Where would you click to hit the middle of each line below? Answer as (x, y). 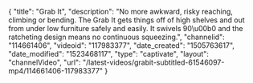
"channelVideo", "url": (45, 62)
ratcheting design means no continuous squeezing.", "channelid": (116, 37)
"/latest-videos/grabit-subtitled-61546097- (154, 62)
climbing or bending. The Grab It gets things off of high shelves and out (126, 20)
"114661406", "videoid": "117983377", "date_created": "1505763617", (122, 45)
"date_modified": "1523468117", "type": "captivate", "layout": (108, 54)
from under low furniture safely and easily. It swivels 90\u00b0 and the (126, 28)
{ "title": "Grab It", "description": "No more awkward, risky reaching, (120, 12)
